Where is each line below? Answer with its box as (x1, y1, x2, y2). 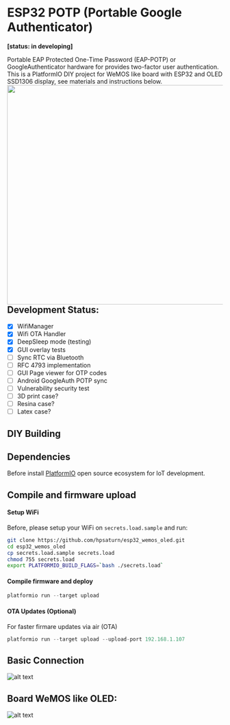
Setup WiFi (7, 508, 39, 516)
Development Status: (7, 304, 99, 316)
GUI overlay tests (16, 345, 66, 354)
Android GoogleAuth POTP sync (16, 376, 107, 385)
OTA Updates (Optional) (7, 607, 77, 615)
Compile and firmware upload (7, 489, 137, 501)
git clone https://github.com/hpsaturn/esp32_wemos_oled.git (7, 536, 186, 543)
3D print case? (16, 392, 59, 400)
